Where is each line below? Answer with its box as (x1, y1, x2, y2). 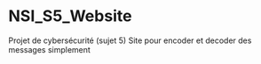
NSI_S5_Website (8, 6, 132, 26)
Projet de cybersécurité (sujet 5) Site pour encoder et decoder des (8, 35, 252, 46)
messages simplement (8, 44, 91, 54)
